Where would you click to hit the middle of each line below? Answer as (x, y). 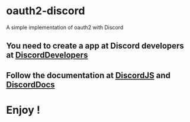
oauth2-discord (46, 11)
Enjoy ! (23, 110)
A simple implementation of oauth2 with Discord (65, 27)
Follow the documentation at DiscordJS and (88, 75)
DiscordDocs (30, 84)
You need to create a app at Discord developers (95, 46)
